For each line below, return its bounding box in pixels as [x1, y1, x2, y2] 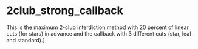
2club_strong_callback [6, 4, 123, 18]
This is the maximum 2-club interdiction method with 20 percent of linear [6, 24, 189, 31]
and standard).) [6, 36, 46, 44]
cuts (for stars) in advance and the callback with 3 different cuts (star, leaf [6, 30, 192, 37]
